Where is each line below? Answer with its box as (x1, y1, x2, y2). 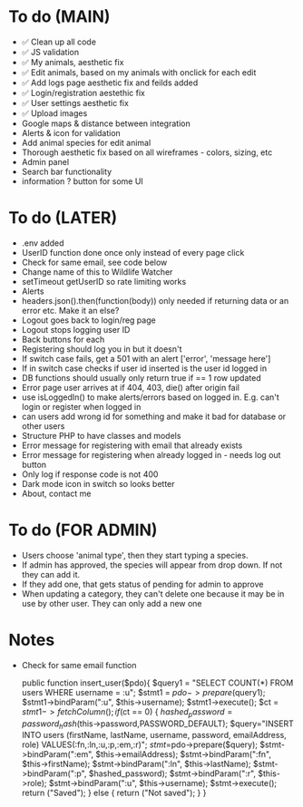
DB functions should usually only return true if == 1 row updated (21, 372, 261, 383)
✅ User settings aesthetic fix (21, 97, 129, 108)
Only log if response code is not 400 (21, 469, 159, 480)
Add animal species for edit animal (21, 137, 151, 148)
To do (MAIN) (8, 6, 111, 27)
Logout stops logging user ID (21, 324, 131, 335)
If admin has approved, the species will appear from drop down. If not (21, 559, 283, 570)
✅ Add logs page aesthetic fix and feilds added (21, 77, 199, 88)
